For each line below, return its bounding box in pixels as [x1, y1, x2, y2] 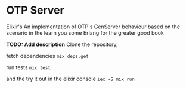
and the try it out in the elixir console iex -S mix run [6, 75, 135, 82]
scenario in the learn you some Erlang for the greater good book [6, 29, 164, 36]
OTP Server [6, 4, 64, 17]
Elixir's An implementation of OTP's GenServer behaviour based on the [6, 23, 181, 30]
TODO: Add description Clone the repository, [6, 41, 118, 48]
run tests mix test [6, 63, 51, 71]
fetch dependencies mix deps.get [6, 52, 89, 59]
